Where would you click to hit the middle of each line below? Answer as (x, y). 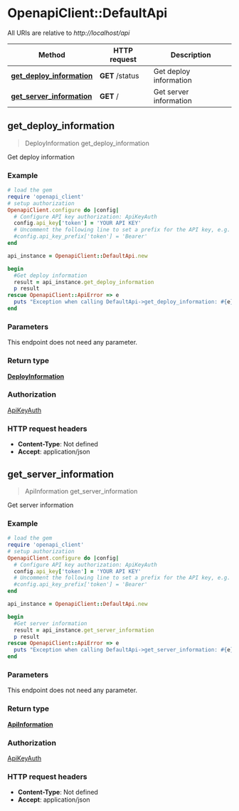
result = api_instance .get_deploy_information (84, 282)
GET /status (119, 75)
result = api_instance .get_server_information (84, 630)
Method (52, 55)
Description (191, 55)
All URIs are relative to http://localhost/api (69, 33)
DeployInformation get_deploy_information (87, 143)
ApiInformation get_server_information (81, 491)
